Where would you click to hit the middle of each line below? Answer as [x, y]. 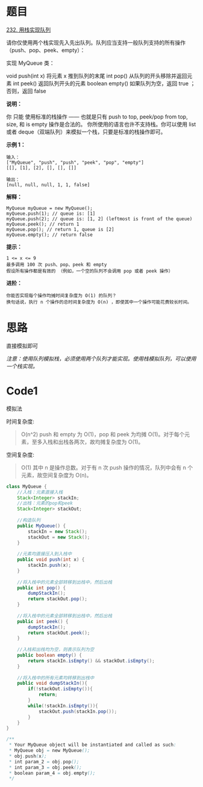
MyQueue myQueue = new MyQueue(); [50, 208]
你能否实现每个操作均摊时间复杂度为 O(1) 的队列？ [61, 296]
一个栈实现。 [22, 366]
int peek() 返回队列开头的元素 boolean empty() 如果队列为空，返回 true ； [104, 83]
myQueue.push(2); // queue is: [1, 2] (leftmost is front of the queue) [99, 219]
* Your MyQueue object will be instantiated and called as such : [92, 745]
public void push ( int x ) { [51, 560]
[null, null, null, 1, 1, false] [48, 185]
